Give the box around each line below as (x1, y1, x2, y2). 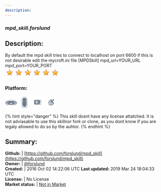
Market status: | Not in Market (5, 181, 66, 187)
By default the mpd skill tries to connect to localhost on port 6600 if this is (5, 52, 153, 58)
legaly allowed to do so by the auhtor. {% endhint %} (5, 123, 111, 129)
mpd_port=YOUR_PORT (5, 63, 52, 69)
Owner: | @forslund (5, 161, 45, 167)
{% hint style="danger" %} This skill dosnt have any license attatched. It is (5, 113, 154, 119)
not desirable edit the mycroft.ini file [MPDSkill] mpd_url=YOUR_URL (5, 57, 141, 63)
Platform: (5, 85, 28, 92)
